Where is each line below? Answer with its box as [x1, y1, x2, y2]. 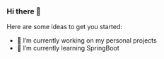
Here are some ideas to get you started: [6, 23, 123, 31]
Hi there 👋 [6, 6, 42, 16]
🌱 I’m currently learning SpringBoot [16, 44, 119, 53]
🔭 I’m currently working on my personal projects [16, 36, 157, 45]
